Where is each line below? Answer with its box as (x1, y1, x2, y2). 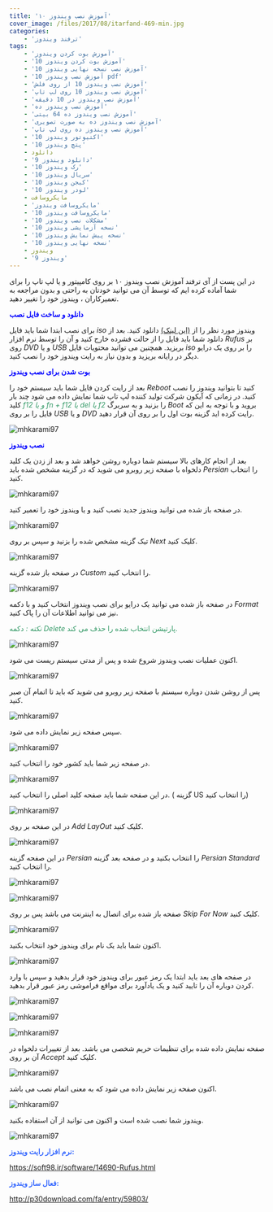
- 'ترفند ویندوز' (24, 34, 83, 43)
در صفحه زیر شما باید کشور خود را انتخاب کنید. (9, 758, 150, 768)
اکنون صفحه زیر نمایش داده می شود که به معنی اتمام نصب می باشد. (9, 1083, 218, 1093)
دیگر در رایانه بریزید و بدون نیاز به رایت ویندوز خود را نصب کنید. (9, 351, 200, 360)
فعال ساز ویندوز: (9, 1178, 59, 1188)
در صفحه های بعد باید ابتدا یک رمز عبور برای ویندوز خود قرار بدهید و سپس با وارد (9, 971, 251, 981)
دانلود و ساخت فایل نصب (9, 309, 84, 319)
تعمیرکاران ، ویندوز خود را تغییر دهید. (9, 294, 119, 303)
